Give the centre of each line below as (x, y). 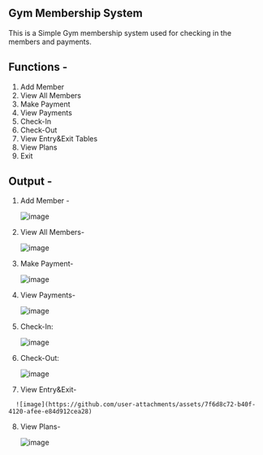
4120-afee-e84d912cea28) (50, 412)
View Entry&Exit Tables (59, 138)
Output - (30, 182)
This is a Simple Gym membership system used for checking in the (120, 32)
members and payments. (50, 41)
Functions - (38, 67)
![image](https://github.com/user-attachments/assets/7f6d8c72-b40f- (136, 405)
